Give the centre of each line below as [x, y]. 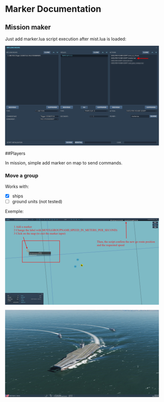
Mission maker [28, 27]
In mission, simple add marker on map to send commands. [64, 163]
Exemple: [14, 211]
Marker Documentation [53, 9]
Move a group [22, 176]
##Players [15, 154]
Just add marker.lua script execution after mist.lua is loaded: [66, 39]
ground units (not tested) [37, 201]
